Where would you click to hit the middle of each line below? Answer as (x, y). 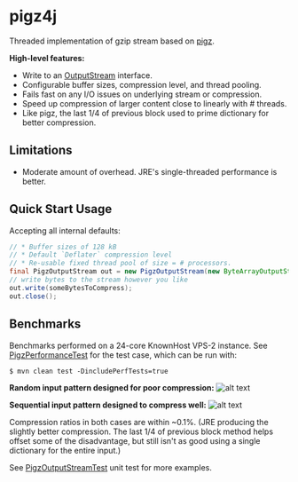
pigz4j (33, 16)
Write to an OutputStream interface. (87, 75)
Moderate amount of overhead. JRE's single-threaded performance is (149, 171)
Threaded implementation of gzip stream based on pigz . (112, 41)
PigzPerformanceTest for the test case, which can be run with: (123, 355)
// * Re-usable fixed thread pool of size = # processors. (121, 264)
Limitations (41, 150)
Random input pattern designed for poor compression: (112, 387)
